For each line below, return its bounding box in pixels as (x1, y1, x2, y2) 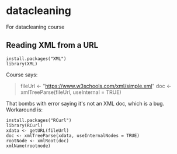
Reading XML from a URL (6, 40, 99, 50)
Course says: (6, 71, 38, 78)
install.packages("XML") (6, 55, 67, 62)
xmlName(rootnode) (6, 143, 51, 149)
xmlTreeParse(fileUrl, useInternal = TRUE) (20, 89, 122, 96)
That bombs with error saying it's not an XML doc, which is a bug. (6, 100, 165, 107)
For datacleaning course (6, 23, 65, 30)
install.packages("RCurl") (6, 117, 72, 123)
